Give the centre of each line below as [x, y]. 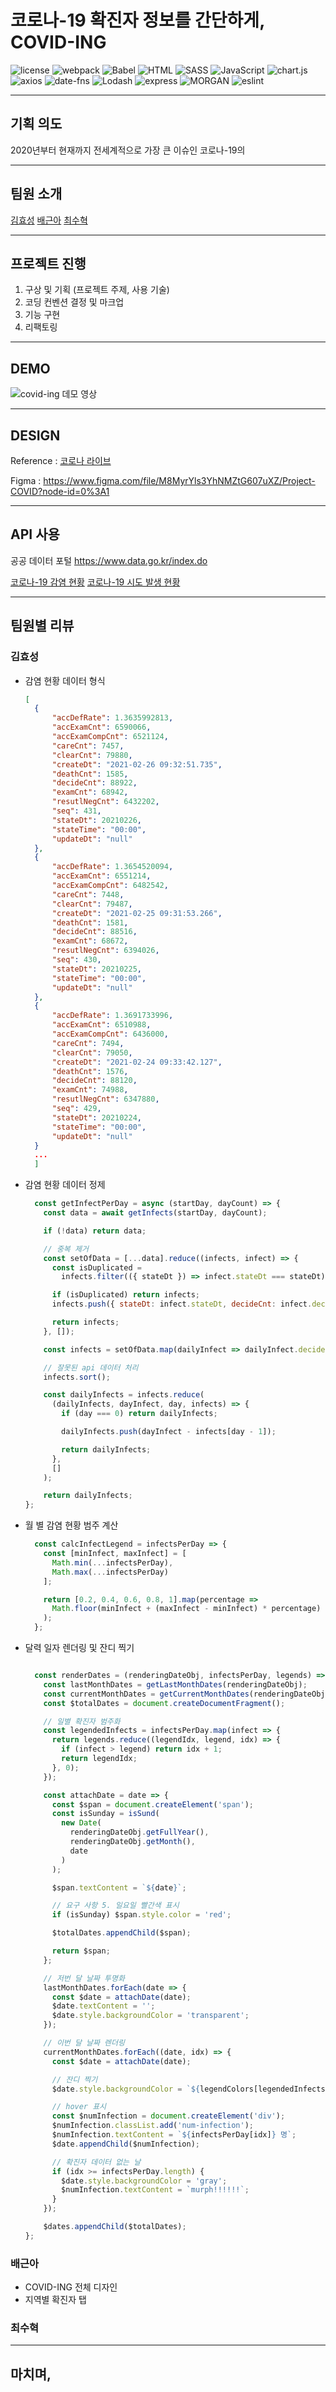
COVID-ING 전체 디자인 [71, 2287]
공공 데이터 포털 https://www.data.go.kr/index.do [109, 560]
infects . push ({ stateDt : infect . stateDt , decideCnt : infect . [182, 1304]
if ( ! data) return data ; [95, 1231]
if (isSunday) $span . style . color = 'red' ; [141, 1915]
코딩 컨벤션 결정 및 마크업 [74, 302]
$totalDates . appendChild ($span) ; [121, 1933]
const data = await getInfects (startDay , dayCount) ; [155, 1213]
